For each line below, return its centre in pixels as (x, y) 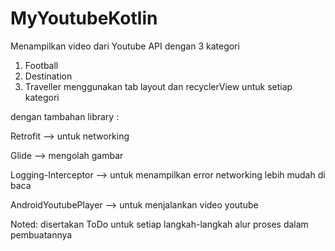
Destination (48, 76)
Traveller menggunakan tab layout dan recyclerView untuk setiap (158, 86)
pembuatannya (41, 234)
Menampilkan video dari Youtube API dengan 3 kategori (125, 46)
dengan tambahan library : (65, 116)
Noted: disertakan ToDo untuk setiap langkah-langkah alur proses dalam (159, 224)
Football (41, 65)
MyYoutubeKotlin (84, 18)
